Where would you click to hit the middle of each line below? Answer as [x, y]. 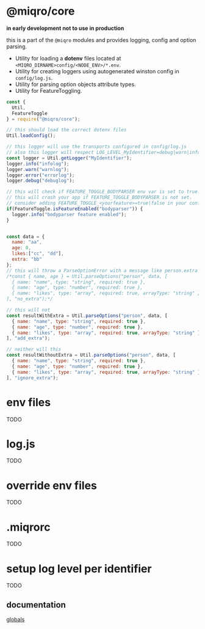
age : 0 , [22, 248]
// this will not [28, 310]
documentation [36, 605]
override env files [52, 485]
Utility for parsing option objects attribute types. [75, 84]
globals [16, 620]
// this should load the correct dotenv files [67, 130]
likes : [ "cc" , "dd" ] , [38, 254]
